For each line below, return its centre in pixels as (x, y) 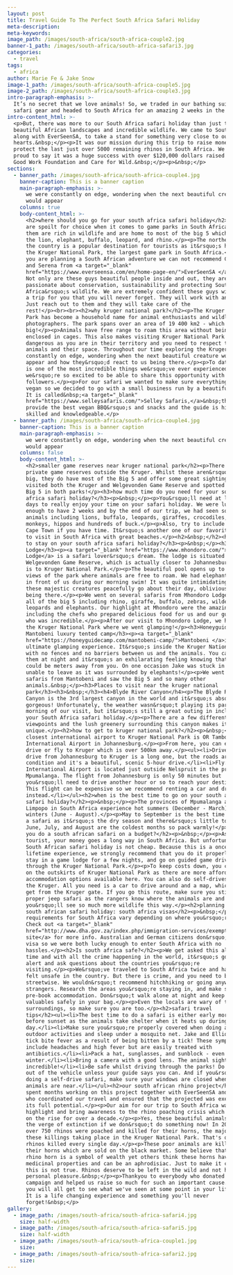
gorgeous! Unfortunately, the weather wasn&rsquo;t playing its (120, 705)
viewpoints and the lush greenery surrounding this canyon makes (122, 724)
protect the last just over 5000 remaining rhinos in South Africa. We (119, 149)
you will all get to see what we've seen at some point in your (120, 1190)
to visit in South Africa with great (80, 537)
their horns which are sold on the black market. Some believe (119, 1151)
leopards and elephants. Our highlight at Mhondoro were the (116, 608)
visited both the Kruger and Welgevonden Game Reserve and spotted (125, 485)
